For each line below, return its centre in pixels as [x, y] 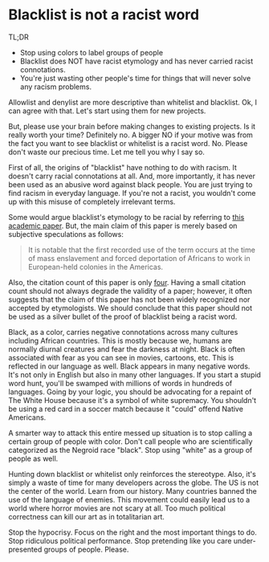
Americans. [27, 417]
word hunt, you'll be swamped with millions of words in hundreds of [120, 383]
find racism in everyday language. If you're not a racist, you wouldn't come [132, 193]
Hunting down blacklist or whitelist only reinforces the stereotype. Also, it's [132, 474]
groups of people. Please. [86, 549]
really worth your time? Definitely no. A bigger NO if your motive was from [130, 135]
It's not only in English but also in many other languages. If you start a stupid [134, 374]
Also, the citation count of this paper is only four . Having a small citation [127, 282]
